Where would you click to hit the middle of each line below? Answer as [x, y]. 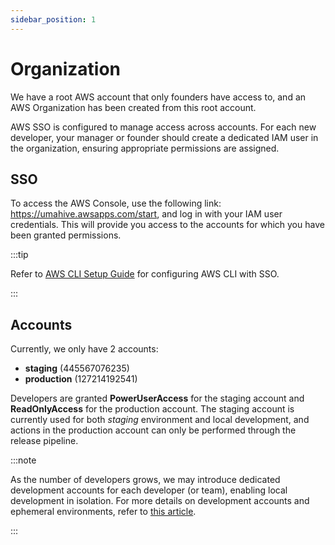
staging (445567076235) [77, 368]
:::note [23, 460]
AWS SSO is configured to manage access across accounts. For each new [163, 127]
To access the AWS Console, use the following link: [116, 203]
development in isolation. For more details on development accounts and [160, 501]
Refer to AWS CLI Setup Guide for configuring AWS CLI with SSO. [145, 274]
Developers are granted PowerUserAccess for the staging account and [157, 398]
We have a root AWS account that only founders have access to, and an [158, 97]
